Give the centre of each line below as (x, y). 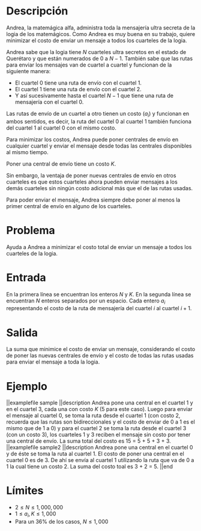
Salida (22, 333)
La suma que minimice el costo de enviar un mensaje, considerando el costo (101, 349)
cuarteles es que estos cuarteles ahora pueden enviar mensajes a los (92, 182)
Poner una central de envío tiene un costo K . (61, 164)
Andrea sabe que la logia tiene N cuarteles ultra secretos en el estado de (96, 52)
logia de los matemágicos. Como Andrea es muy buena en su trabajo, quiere (101, 34)
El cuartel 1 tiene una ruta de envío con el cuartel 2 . (78, 89)
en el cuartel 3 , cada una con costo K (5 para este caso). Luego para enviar (100, 409)
